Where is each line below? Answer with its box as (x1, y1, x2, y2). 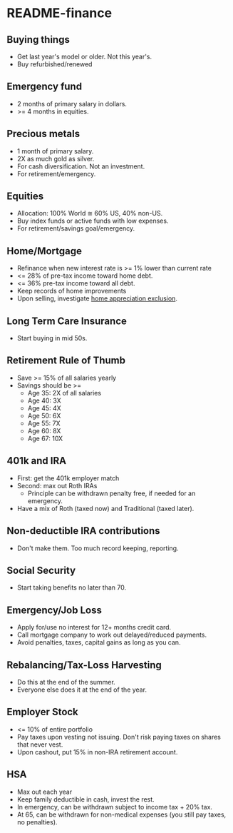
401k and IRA (6, 455, 67, 467)
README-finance (6, 5, 112, 21)
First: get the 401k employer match (16, 473, 120, 483)
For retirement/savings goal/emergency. (16, 224, 135, 233)
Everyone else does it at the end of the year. (16, 685, 147, 694)
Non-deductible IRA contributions (6, 525, 161, 537)
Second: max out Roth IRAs (16, 481, 98, 490)
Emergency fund (6, 81, 83, 93)
